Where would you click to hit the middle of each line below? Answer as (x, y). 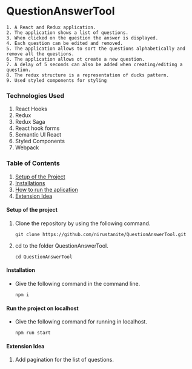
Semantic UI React (38, 135)
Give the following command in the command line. (78, 283)
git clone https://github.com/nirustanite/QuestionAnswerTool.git (101, 234)
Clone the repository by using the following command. (83, 223)
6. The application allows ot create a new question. (76, 59)
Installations (30, 183)
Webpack (27, 147)
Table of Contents (33, 163)
